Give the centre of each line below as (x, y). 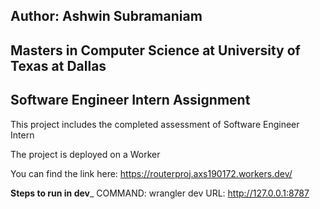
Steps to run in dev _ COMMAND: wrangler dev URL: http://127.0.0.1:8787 (160, 193)
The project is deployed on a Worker (85, 154)
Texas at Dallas (58, 65)
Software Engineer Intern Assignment (130, 100)
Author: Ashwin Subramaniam (106, 16)
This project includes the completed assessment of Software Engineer (155, 124)
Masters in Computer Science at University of (155, 50)
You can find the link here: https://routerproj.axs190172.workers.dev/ (151, 173)
